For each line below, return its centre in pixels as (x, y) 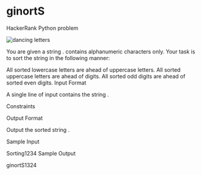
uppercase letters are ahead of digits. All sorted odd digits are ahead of (96, 76)
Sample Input (23, 142)
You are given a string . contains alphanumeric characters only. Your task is (101, 51)
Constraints (21, 106)
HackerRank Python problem (42, 28)
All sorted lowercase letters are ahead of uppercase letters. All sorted (93, 70)
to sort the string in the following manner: (58, 58)
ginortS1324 (22, 165)
